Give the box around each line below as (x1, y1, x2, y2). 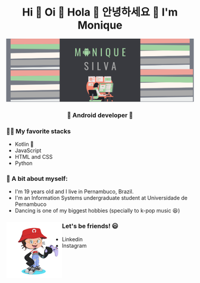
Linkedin (62, 235, 83, 242)
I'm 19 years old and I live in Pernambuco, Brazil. (14, 188, 134, 195)
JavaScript (14, 147, 42, 154)
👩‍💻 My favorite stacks (6, 127, 71, 135)
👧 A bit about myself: (6, 174, 68, 183)
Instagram (62, 242, 87, 249)
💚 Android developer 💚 (67, 111, 133, 119)
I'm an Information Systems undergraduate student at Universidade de (14, 195, 188, 202)
